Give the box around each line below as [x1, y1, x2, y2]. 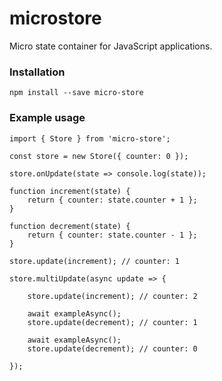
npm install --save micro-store [9, 88, 144, 98]
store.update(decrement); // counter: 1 [27, 317, 198, 327]
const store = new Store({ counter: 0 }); [9, 151, 189, 161]
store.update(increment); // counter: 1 [9, 256, 181, 266]
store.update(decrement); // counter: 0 [27, 343, 198, 354]
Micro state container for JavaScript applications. [9, 40, 213, 52]
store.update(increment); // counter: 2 [27, 291, 198, 301]
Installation [9, 65, 66, 79]
